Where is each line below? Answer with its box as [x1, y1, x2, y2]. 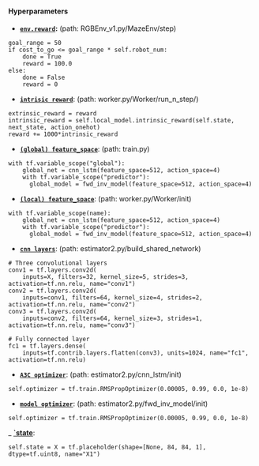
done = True [22, 53, 62, 61]
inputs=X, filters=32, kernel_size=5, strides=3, [22, 273, 190, 281]
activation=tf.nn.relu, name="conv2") [8, 301, 136, 309]
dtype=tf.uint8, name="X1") [8, 450, 101, 458]
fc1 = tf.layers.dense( [8, 342, 87, 351]
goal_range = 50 [8, 39, 62, 47]
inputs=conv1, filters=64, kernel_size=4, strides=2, [22, 294, 203, 302]
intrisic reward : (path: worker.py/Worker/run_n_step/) [19, 95, 199, 104]
